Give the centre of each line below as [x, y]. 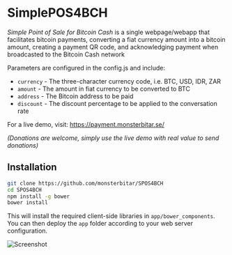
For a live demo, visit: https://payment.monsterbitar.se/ [86, 124]
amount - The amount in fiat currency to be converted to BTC [103, 88]
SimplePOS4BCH [57, 13]
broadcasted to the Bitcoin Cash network [66, 54]
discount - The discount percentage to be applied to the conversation [117, 103]
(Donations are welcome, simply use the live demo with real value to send [113, 138]
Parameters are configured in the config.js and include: [86, 68]
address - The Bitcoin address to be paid [75, 96]
